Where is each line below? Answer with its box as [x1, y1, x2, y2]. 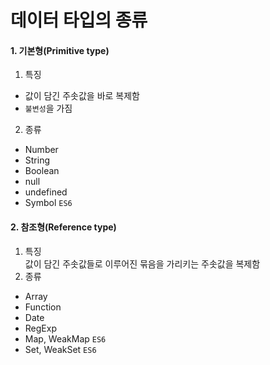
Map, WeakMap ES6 [24, 332, 107, 345]
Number [24, 144, 59, 156]
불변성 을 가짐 [24, 102, 73, 115]
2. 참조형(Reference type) [10, 221, 117, 233]
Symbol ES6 [24, 197, 73, 209]
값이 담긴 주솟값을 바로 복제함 [24, 90, 140, 102]
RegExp [24, 322, 57, 334]
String [24, 154, 51, 166]
